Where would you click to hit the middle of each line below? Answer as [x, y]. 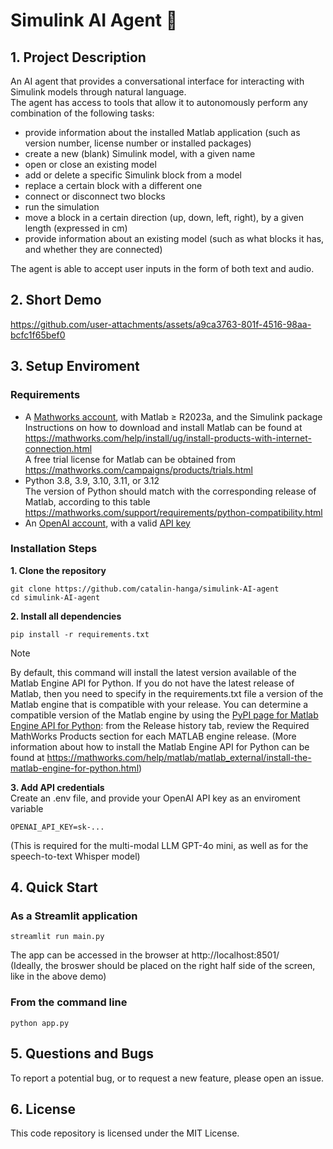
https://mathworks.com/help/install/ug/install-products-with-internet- [168, 438]
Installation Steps [54, 549]
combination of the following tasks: [82, 113]
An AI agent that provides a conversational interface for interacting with [157, 81]
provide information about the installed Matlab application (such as [162, 132]
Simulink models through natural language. [98, 92]
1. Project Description [78, 57]
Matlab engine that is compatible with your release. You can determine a [159, 704]
